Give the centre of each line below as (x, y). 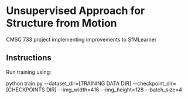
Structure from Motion (61, 23)
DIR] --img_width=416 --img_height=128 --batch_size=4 (114, 90)
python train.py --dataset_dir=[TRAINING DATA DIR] (69, 83)
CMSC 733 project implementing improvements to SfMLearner (81, 39)
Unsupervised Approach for (76, 11)
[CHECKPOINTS (25, 90)
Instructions (29, 58)
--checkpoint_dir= (155, 83)
